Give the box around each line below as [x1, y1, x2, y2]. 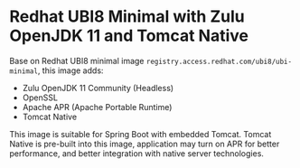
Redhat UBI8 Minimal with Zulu [9, 6, 246, 27]
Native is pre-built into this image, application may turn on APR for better [9, 138, 280, 149]
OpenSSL [22, 92, 59, 103]
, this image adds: [37, 65, 104, 76]
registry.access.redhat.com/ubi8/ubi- [145, 57, 292, 66]
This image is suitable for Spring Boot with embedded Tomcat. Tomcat [9, 128, 272, 139]
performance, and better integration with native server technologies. [9, 147, 265, 159]
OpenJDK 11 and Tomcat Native [9, 25, 248, 46]
